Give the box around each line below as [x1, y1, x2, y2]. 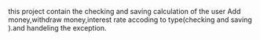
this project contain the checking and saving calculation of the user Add [8, 7, 241, 16]
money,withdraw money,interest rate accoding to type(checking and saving [8, 15, 253, 24]
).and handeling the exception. [8, 24, 108, 32]
